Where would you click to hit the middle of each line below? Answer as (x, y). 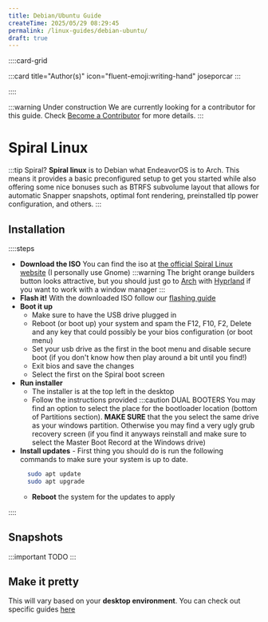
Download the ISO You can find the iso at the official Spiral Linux (126, 264)
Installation (37, 229)
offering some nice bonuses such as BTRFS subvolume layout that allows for (134, 187)
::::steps (22, 248)
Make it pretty (44, 582)
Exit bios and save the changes (83, 366)
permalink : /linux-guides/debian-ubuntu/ (78, 30)
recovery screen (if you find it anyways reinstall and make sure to (139, 434)
